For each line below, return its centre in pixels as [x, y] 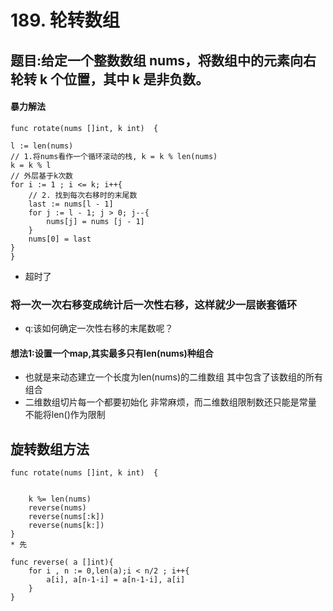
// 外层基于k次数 [41, 176]
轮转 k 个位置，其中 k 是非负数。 [110, 79]
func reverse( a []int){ [62, 562]
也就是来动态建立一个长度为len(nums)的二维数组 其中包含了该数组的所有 [173, 377]
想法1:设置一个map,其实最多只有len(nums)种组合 [112, 353]
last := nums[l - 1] [71, 204]
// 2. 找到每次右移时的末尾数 [83, 195]
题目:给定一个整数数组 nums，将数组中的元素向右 [163, 60]
